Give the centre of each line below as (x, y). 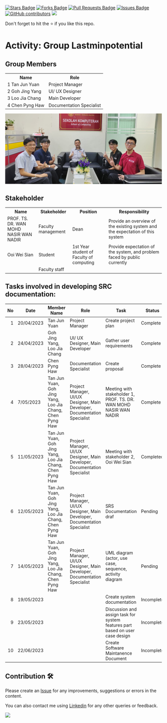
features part (119, 625)
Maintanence (119, 653)
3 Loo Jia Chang (24, 98)
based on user (120, 630)
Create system (120, 597)
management (52, 232)
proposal (114, 369)
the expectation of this (131, 232)
